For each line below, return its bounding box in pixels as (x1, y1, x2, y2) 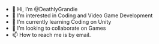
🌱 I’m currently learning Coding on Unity (11, 18, 112, 25)
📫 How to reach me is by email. (11, 32, 91, 38)
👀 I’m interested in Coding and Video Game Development (11, 12, 153, 19)
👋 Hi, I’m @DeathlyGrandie (11, 6, 78, 12)
